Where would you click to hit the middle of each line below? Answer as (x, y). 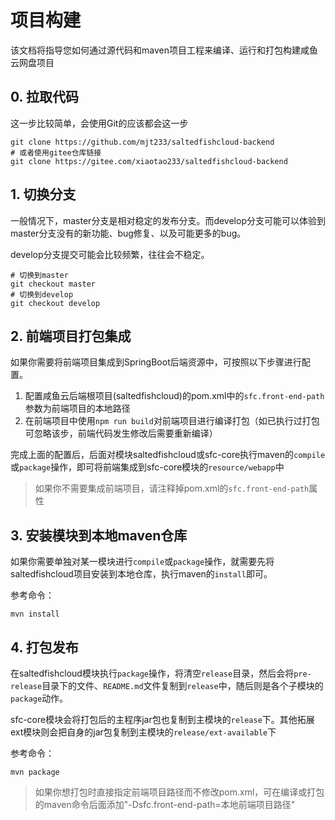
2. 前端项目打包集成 (71, 336)
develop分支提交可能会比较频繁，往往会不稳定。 (110, 254)
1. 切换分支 (43, 194)
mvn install (35, 614)
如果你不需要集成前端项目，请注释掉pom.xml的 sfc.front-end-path (172, 488)
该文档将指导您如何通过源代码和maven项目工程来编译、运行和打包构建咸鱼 (164, 50)
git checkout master (53, 284)
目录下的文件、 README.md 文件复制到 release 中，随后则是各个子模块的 (182, 685)
